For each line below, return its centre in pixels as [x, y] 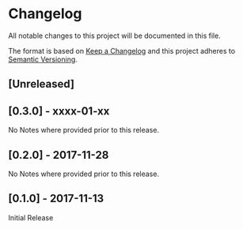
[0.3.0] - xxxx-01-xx [59, 111]
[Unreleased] [42, 84]
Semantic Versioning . [43, 59]
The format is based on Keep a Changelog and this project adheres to [122, 51]
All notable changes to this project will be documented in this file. [115, 36]
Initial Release [31, 217]
